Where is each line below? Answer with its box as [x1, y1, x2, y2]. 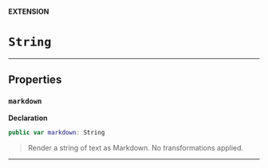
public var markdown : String [8, 128, 105, 136]
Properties [8, 73, 62, 87]
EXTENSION [8, 7, 49, 16]
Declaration [8, 113, 48, 123]
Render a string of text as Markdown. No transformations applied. [27, 143, 244, 152]
